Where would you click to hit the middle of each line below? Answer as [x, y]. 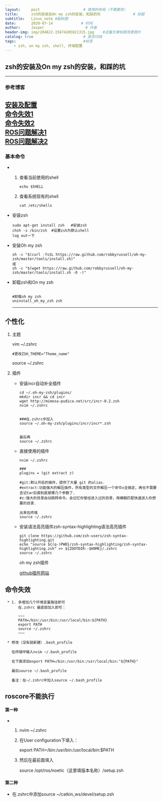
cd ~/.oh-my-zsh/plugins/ [45, 392]
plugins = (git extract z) [47, 473]
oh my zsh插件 [34, 562]
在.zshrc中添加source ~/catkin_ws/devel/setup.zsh [63, 794]
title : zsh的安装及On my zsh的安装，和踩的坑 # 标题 [75, 14]
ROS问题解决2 [26, 141]
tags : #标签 [49, 41]
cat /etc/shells [36, 206]
